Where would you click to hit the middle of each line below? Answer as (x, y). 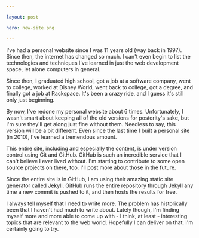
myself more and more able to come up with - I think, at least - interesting (97, 216)
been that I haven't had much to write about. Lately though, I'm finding (93, 209)
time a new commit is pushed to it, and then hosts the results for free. (92, 191)
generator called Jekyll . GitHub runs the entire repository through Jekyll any (100, 185)
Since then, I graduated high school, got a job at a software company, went (99, 81)
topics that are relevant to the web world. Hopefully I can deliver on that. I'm (100, 222)
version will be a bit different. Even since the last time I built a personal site (98, 130)
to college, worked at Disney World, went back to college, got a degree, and (99, 87)
